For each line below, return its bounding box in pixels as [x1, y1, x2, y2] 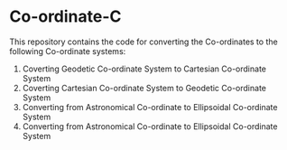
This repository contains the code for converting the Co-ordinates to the [9, 36, 278, 47]
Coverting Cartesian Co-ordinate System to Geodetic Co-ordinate [22, 82, 266, 93]
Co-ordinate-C [9, 6, 122, 27]
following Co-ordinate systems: [9, 45, 126, 56]
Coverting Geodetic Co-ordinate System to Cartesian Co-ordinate [22, 63, 266, 74]
